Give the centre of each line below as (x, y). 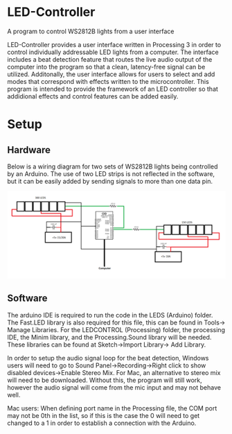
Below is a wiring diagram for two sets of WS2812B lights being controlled (113, 166)
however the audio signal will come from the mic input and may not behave (114, 387)
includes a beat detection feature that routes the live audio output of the (110, 59)
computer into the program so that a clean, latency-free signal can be (106, 67)
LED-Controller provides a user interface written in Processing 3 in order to (114, 44)
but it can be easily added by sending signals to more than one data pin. (110, 181)
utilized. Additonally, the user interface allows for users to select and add (111, 74)
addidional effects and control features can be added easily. (93, 96)
